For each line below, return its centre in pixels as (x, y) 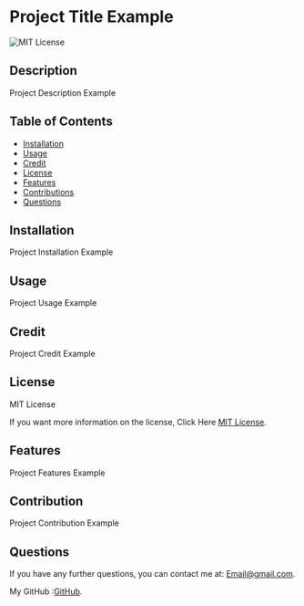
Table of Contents (61, 122)
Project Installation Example (61, 252)
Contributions (48, 192)
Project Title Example (92, 17)
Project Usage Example (53, 303)
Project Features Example (58, 473)
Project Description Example (63, 92)
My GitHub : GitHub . (46, 591)
